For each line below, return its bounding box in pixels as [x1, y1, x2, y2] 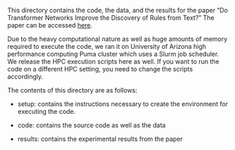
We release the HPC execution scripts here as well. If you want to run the [7, 57, 220, 66]
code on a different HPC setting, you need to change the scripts [7, 65, 193, 73]
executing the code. [17, 108, 76, 115]
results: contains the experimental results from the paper [17, 134, 183, 143]
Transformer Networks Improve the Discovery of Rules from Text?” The [7, 13, 215, 22]
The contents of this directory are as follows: [7, 86, 138, 94]
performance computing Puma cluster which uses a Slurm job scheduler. [7, 50, 219, 58]
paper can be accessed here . [7, 21, 93, 29]
